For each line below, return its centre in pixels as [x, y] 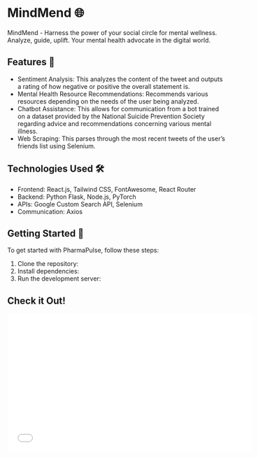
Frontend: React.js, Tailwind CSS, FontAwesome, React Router [107, 189]
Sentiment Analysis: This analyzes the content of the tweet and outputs [120, 79]
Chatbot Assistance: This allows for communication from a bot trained [118, 108]
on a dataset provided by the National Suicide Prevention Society [111, 116]
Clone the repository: [48, 264]
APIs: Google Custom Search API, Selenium [80, 204]
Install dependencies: [48, 272]
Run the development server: [59, 279]
